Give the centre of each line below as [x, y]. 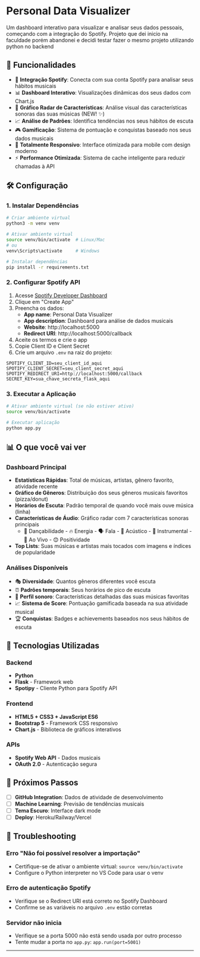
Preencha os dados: [39, 308]
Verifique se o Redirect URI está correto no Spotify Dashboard [91, 901]
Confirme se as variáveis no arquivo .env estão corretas [84, 907]
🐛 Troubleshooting [41, 836]
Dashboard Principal [36, 467]
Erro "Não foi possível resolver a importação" [74, 853]
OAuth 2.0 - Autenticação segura [56, 764]
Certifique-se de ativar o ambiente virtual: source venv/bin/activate [99, 866]
